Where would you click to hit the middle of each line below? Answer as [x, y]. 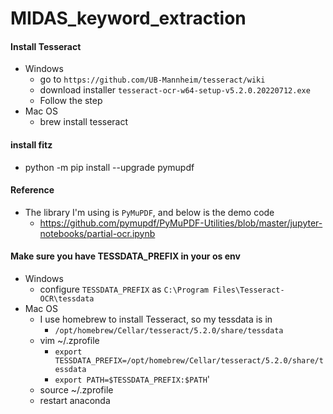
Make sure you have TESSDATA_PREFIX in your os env [125, 256]
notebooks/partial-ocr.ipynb [97, 233]
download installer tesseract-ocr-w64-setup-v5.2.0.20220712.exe [175, 90]
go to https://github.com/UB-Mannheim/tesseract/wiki [152, 79]
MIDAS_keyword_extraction [128, 18]
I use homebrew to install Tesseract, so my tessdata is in [156, 319]
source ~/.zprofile [76, 390]
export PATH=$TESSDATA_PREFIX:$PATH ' [132, 379]
